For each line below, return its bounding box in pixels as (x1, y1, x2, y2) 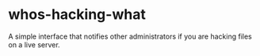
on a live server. (8, 39, 61, 49)
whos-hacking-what (8, 6, 147, 24)
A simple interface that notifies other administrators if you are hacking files (8, 32, 252, 41)
